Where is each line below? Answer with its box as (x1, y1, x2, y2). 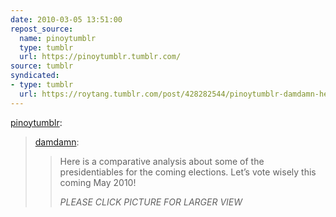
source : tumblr (10, 61, 74, 71)
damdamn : (34, 136, 80, 148)
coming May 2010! (59, 176, 137, 188)
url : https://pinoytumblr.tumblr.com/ (19, 52, 182, 62)
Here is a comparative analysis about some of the (59, 155, 265, 167)
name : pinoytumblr (19, 33, 97, 43)
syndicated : (10, 71, 60, 81)
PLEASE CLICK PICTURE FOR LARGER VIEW (59, 196, 243, 208)
